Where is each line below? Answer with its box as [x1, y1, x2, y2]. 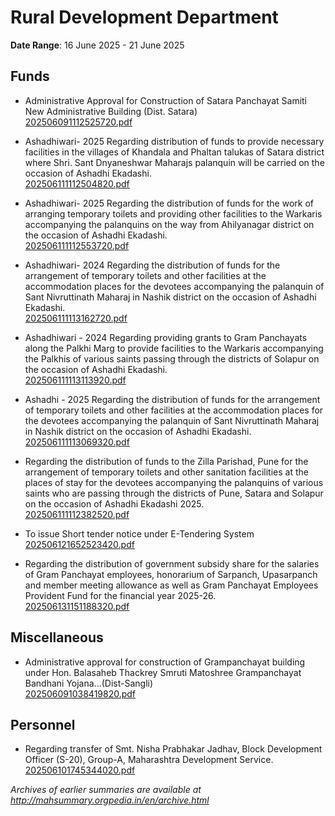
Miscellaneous [10, 629, 104, 646]
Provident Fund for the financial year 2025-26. [24, 589, 217, 601]
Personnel [10, 716, 76, 733]
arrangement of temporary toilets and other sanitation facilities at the [24, 466, 309, 478]
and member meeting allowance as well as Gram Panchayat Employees [24, 579, 319, 591]
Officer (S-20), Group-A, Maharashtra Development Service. [24, 754, 274, 766]
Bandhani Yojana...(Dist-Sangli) [24, 677, 154, 689]
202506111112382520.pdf [24, 508, 130, 520]
